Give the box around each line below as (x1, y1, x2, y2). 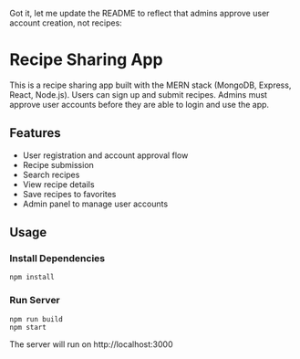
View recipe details (22, 178, 95, 190)
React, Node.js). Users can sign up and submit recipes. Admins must (9, 89, 267, 100)
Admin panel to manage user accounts (22, 198, 169, 209)
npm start (9, 322, 47, 332)
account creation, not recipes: (9, 17, 123, 28)
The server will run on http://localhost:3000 (9, 338, 173, 350)
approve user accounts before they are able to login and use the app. (9, 99, 270, 110)
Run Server (9, 294, 61, 307)
